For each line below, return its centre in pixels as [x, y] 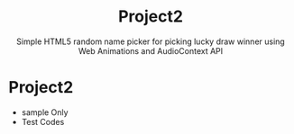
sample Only [45, 112]
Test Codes [43, 121]
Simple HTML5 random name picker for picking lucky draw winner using [151, 41]
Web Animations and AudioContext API [151, 50]
